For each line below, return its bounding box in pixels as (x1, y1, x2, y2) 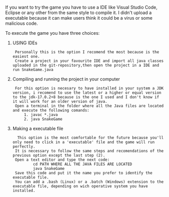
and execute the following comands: (12, 108, 90, 113)
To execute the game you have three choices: (5, 30, 100, 36)
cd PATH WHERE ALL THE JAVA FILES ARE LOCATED (33, 162, 132, 167)
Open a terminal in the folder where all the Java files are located (15, 103, 164, 108)
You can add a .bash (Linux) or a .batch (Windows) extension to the (15, 179, 164, 184)
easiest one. (12, 54, 40, 59)
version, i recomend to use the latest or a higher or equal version (12, 90, 162, 95)
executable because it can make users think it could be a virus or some (5, 15, 152, 21)
